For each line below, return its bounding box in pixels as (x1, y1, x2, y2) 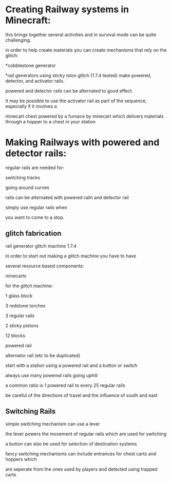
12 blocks (5, 332, 26, 339)
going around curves (5, 184, 50, 191)
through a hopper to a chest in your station (5, 118, 96, 124)
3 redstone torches (5, 302, 46, 309)
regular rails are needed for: (5, 164, 65, 171)
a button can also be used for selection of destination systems (5, 440, 137, 447)
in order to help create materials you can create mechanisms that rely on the (5, 47, 167, 53)
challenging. (5, 37, 32, 43)
